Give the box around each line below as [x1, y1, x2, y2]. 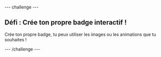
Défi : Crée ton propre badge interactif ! [4, 18, 127, 27]
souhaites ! [4, 36, 27, 42]
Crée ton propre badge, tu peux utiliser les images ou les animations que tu [4, 31, 156, 37]
